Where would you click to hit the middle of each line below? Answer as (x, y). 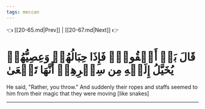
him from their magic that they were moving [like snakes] (78, 93)
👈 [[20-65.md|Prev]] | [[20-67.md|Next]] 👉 (63, 30)
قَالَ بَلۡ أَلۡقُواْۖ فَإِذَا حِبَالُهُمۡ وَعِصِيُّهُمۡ (101, 57)
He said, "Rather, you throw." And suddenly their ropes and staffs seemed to (102, 87)
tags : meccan (23, 12)
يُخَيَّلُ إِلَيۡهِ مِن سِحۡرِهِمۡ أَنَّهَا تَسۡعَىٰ (90, 70)
